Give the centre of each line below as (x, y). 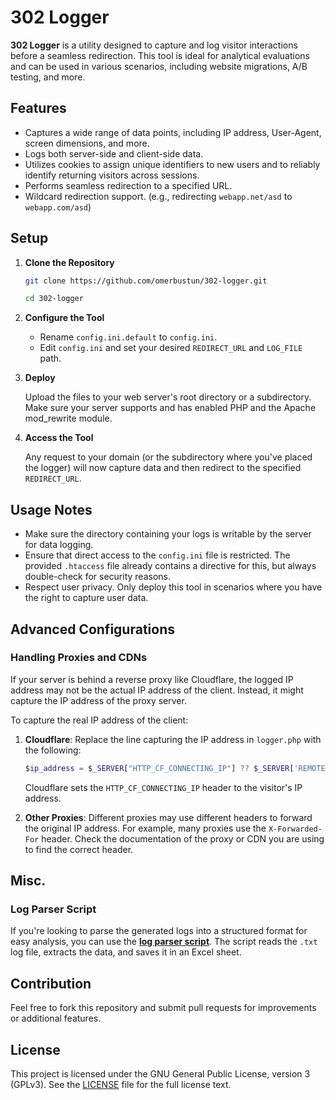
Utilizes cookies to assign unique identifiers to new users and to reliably (172, 164)
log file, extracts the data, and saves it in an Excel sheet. (126, 952)
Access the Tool (59, 438)
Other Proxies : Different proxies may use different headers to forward (168, 817)
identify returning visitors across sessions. (112, 175)
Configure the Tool (64, 318)
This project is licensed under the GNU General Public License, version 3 (160, 1074)
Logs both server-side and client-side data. (114, 153)
